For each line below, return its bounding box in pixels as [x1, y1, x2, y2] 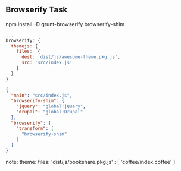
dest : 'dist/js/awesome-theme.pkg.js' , [21, 54, 120, 60]
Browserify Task [5, 5, 68, 15]
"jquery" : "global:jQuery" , [16, 103, 86, 109]
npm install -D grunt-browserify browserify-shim [5, 20, 125, 27]
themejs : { [11, 43, 38, 49]
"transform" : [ [16, 125, 54, 131]
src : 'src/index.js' [21, 59, 73, 66]
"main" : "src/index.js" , [11, 92, 73, 99]
